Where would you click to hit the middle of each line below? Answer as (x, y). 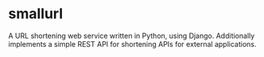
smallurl (36, 14)
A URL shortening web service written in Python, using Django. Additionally (132, 36)
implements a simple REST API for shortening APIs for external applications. (132, 44)
